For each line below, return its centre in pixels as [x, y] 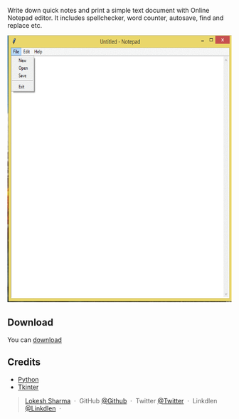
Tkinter [28, 387]
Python [28, 379]
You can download [35, 340]
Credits [24, 362]
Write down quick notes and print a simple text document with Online [108, 10]
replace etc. [25, 25]
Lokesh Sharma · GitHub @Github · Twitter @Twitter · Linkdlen [121, 400]
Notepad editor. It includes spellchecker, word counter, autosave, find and [116, 18]
